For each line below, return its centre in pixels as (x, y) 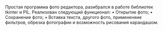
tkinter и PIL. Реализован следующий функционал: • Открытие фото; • (79, 12)
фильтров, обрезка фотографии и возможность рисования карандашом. (82, 22)
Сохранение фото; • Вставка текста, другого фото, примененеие (74, 17)
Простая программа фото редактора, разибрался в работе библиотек (79, 7)
